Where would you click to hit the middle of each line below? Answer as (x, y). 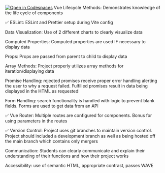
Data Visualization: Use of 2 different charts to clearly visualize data (74, 32)
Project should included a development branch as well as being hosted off (80, 136)
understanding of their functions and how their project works (67, 156)
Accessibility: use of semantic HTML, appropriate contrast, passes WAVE (79, 165)
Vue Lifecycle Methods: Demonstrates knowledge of (107, 8)
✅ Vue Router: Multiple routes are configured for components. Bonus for (79, 115)
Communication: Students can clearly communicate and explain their (75, 151)
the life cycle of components (34, 13)
